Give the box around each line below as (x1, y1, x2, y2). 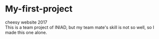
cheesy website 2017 (5, 19, 48, 25)
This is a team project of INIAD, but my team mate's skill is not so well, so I (5, 24, 155, 30)
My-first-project (5, 3, 73, 14)
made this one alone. (5, 29, 47, 35)
